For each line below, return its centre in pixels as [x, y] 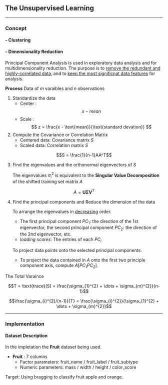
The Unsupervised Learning [49, 8]
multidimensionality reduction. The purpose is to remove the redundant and [83, 68]
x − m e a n [91, 111]
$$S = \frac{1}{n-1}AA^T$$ [84, 155]
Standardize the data [34, 98]
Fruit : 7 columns [30, 356]
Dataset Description [26, 336]
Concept [16, 28]
